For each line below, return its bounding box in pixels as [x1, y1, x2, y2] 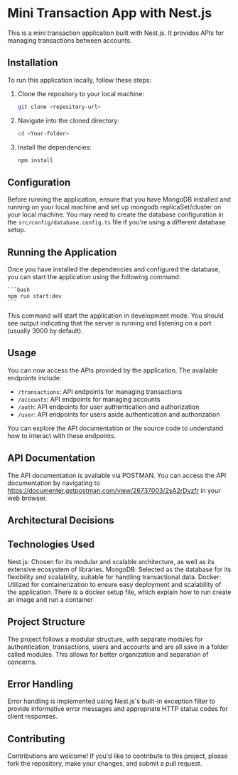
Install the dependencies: [17, 142, 92, 151]
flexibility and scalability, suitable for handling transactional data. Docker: [7, 572, 222, 581]
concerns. [7, 657, 38, 666]
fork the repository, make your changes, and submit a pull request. [7, 759, 202, 768]
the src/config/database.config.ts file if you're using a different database [7, 218, 226, 227]
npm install [17, 157, 53, 164]
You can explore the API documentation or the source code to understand [7, 424, 224, 432]
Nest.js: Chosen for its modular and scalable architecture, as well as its [7, 557, 215, 566]
